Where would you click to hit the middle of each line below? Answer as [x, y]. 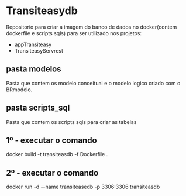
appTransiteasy [33, 44]
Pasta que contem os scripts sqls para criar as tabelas [71, 122]
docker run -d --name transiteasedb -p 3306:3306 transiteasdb [83, 187]
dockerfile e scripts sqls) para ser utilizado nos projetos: [74, 33]
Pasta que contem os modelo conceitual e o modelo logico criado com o [93, 83]
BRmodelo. [19, 90]
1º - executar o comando [52, 140]
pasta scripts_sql [38, 108]
